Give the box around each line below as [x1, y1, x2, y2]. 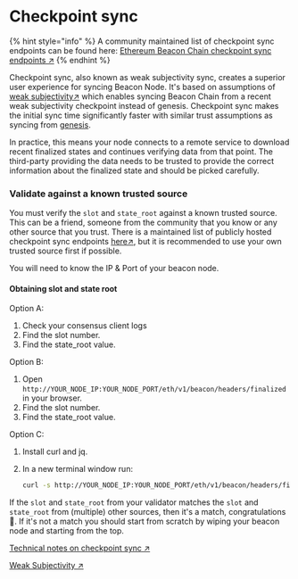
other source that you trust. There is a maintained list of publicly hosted [9, 227, 272, 237]
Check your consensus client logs [21, 320, 147, 331]
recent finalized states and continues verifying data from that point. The [9, 145, 274, 157]
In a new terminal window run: [21, 464, 134, 475]
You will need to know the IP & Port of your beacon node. [9, 263, 219, 274]
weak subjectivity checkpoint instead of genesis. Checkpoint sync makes [9, 100, 279, 111]
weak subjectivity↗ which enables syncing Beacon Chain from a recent [9, 91, 272, 102]
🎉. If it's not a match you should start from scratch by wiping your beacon [9, 516, 280, 527]
